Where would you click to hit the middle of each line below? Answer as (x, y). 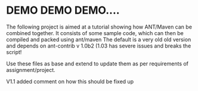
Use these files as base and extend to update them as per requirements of (98, 64)
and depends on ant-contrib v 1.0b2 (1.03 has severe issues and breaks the (99, 46)
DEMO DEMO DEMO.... (63, 10)
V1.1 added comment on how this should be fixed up (70, 81)
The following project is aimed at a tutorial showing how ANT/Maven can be (99, 27)
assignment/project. (31, 70)
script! (14, 52)
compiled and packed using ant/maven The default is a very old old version (99, 39)
